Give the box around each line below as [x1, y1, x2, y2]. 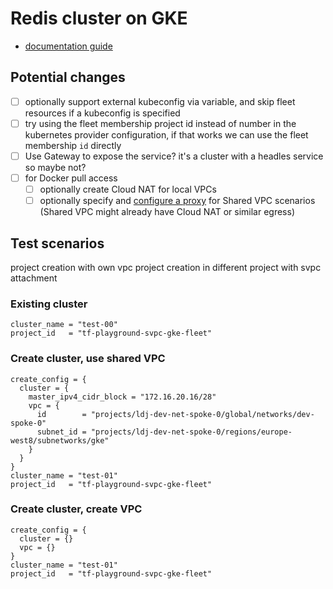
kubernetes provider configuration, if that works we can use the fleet [24, 128, 309, 141]
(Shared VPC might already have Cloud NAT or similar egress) [39, 206, 295, 218]
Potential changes [10, 69, 126, 86]
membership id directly [24, 139, 122, 151]
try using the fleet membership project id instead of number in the [24, 117, 297, 129]
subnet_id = [36, 427, 87, 437]
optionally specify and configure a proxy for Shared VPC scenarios [39, 195, 316, 207]
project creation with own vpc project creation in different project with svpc [10, 261, 322, 273]
